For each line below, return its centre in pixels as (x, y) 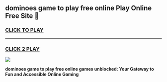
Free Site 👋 (22, 16)
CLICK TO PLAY (24, 30)
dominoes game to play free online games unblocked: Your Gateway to (80, 69)
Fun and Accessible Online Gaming (42, 74)
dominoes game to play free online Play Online (79, 8)
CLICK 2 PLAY (22, 49)
